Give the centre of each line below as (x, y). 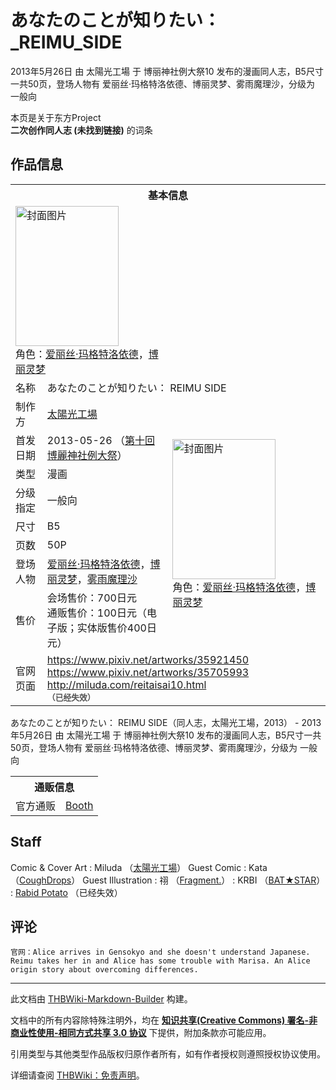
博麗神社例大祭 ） (87, 455)
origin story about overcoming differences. (104, 970)
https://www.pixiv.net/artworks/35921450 (148, 659)
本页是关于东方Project (56, 117)
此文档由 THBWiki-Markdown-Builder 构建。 (101, 999)
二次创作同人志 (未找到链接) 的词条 (81, 130)
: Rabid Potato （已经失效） (66, 892)
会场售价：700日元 (91, 598)
